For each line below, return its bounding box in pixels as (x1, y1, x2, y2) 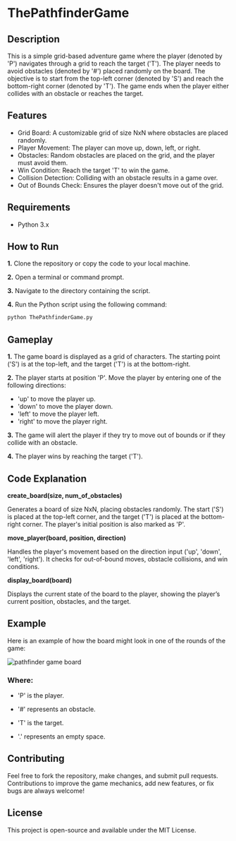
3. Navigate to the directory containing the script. (7, 287, 151, 295)
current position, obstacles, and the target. (7, 597, 132, 605)
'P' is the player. (17, 691, 65, 700)
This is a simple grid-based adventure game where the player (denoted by (7, 52, 223, 60)
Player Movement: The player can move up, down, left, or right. (17, 143, 201, 152)
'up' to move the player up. (17, 395, 97, 403)
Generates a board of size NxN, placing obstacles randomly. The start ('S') (7, 505, 224, 513)
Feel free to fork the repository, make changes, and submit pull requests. (7, 771, 218, 780)
